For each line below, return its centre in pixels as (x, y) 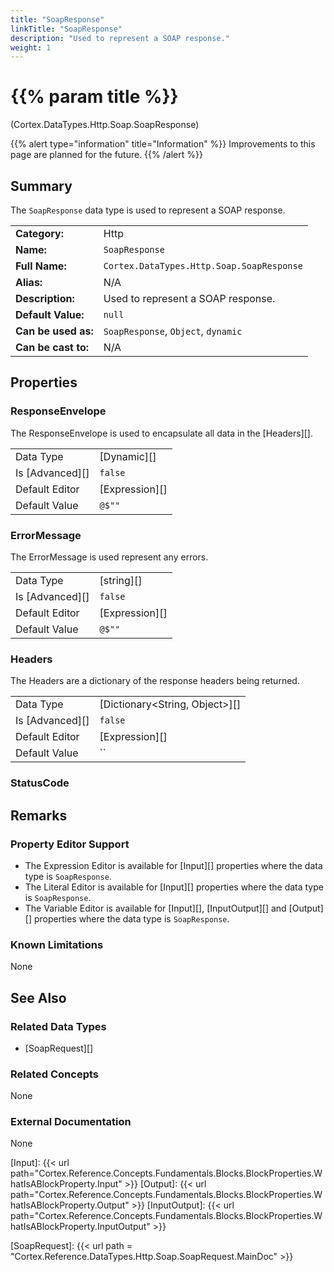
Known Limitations (57, 944)
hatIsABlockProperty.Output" (70, 1205)
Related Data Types (58, 1026)
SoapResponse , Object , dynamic (173, 331)
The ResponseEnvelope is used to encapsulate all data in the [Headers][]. (161, 433)
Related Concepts (55, 1074)
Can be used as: (54, 331)
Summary (41, 186)
